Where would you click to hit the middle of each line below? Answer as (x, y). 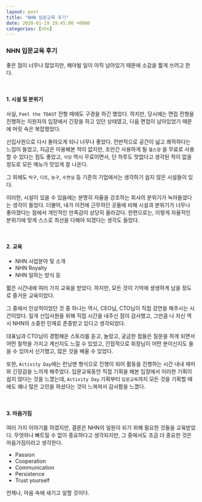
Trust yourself (32, 480)
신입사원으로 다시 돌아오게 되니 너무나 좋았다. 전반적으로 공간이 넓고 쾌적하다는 (99, 142)
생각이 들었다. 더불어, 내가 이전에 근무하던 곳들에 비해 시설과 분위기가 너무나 (101, 205)
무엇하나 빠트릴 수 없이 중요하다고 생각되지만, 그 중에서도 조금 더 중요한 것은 (103, 435)
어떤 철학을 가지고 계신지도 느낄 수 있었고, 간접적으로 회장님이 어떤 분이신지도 (97, 344)
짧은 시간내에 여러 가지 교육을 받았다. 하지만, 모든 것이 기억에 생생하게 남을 (93, 287)
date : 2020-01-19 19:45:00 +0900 (48, 23)
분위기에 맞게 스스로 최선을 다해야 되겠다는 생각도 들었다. (73, 220)
